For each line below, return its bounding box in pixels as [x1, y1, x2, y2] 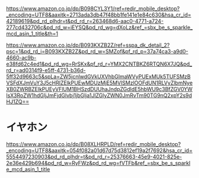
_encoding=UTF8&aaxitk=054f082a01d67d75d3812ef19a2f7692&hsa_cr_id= [6, 147, 193, 154]
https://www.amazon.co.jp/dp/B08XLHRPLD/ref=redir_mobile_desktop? [6, 140, 181, 147]
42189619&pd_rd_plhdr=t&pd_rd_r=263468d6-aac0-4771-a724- [6, 18, 164, 24]
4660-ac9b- [6, 54, 37, 61]
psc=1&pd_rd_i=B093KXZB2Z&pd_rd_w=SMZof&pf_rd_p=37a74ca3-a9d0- [6, 48, 188, 55]
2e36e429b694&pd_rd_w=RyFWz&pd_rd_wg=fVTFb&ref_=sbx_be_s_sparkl [6, 159, 191, 166]
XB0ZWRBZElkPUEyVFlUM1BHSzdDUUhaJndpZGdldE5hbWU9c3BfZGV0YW [6, 86, 193, 92]
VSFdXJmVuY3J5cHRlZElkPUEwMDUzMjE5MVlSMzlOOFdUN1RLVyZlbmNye [6, 79, 193, 86]
